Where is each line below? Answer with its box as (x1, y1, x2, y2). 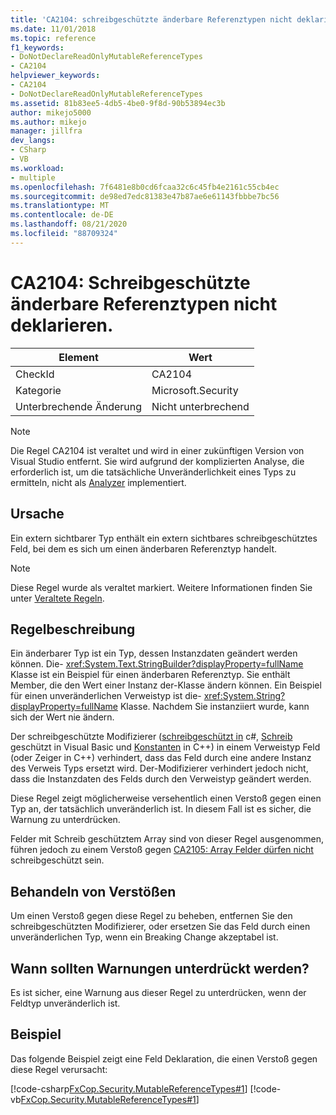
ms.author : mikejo (10, 117, 87, 127)
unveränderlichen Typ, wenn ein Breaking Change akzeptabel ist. (10, 931, 279, 943)
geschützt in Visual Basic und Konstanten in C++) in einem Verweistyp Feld (10, 741, 321, 753)
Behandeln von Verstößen (10, 883, 177, 900)
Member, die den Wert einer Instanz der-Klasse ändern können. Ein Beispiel (10, 679, 322, 691)
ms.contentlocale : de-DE (10, 210, 114, 220)
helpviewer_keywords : (10, 71, 101, 81)
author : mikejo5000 (10, 107, 92, 118)
